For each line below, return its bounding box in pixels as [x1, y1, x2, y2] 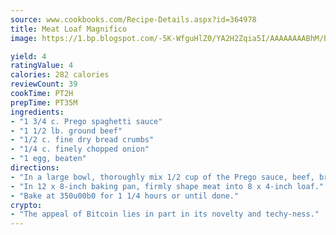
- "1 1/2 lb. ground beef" [10, 126, 123, 136]
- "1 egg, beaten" [10, 154, 87, 164]
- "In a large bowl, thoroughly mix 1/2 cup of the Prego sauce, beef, [10, 172, 315, 182]
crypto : [10, 200, 43, 210]
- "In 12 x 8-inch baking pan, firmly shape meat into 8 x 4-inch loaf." [10, 181, 325, 191]
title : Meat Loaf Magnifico [10, 24, 128, 34]
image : [10, 33, 38, 43]
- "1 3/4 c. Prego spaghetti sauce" [10, 116, 163, 126]
